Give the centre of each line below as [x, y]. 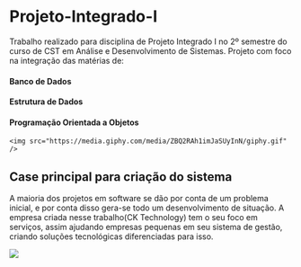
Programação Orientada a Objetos [74, 122]
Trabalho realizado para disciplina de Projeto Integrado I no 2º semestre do [148, 41]
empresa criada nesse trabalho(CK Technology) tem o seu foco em [133, 218]
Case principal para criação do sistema [121, 177]
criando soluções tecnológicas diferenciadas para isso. [111, 236]
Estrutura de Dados [46, 102]
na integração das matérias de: [66, 60]
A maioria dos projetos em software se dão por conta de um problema [139, 199]
